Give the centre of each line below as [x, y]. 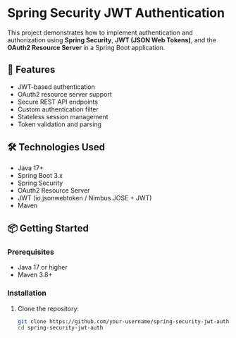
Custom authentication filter [58, 109]
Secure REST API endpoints [58, 102]
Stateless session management [63, 116]
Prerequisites [31, 252]
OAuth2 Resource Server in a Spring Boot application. [86, 47]
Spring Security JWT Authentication [116, 13]
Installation [27, 293]
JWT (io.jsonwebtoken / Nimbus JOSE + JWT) [85, 198]
